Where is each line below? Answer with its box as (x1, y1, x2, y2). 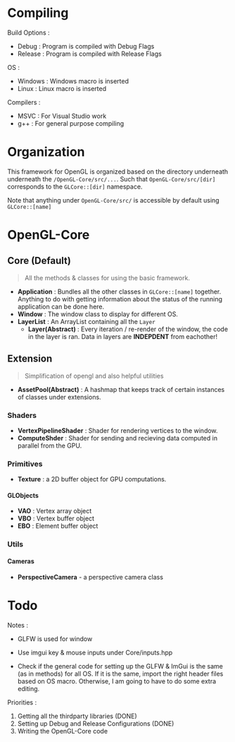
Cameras (7, 557, 35, 566)
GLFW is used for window (17, 634, 93, 643)
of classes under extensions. (17, 393, 101, 401)
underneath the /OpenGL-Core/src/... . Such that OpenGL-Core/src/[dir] (7, 174, 216, 183)
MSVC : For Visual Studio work (17, 112, 107, 120)
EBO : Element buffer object (17, 522, 99, 530)
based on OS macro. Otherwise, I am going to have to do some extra (17, 676, 217, 686)
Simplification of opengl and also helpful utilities (24, 371, 164, 380)
